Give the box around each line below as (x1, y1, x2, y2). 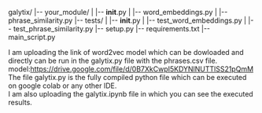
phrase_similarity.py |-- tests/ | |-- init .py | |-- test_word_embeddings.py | (8, 16, 246, 25)
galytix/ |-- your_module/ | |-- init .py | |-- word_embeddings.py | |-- (8, 8, 228, 16)
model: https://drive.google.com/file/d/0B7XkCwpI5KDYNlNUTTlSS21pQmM (8, 64, 254, 74)
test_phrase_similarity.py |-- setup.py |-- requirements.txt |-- (13, 24, 211, 33)
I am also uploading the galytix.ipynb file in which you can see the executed (8, 89, 253, 98)
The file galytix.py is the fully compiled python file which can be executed (8, 73, 247, 82)
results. (8, 98, 33, 107)
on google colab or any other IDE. (8, 81, 117, 90)
